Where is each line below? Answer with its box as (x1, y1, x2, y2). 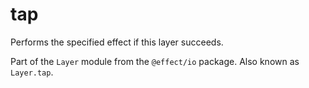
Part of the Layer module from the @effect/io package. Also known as (10, 55, 300, 67)
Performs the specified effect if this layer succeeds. (10, 36, 224, 48)
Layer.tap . (10, 66, 54, 78)
